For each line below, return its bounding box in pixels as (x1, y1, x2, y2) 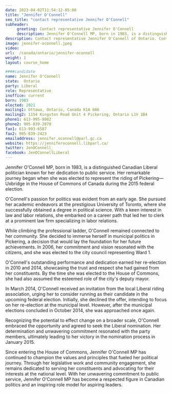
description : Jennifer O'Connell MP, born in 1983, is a (16, 31, 141, 36)
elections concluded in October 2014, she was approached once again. (5, 307, 156, 313)
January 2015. (5, 339, 35, 345)
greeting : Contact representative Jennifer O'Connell (16, 27, 134, 32)
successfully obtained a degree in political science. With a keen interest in (5, 207, 162, 213)
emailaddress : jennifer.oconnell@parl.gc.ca (5, 136, 102, 141)
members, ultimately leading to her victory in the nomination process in (5, 334, 156, 340)
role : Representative (5, 88, 52, 93)
